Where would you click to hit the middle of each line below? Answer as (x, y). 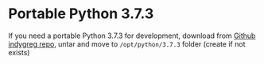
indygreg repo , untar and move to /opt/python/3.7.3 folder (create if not (127, 43)
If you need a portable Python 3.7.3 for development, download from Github (132, 36)
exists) (19, 52)
